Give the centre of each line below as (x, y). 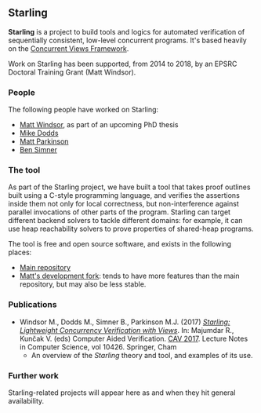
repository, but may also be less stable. (83, 284)
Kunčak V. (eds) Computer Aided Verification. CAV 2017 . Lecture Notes (134, 338)
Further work (33, 375)
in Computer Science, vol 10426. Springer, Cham (98, 347)
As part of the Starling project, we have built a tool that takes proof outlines (129, 187)
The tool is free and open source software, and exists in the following (120, 244)
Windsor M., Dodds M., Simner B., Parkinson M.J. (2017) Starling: (125, 322)
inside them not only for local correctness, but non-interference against (123, 204)
